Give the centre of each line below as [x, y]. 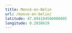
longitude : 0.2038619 [27, 23]
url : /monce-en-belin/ [28, 14]
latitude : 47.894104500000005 [36, 18]
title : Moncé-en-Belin [28, 9]
